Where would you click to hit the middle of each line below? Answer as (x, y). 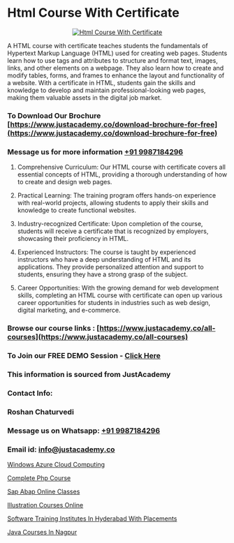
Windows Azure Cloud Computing (56, 464)
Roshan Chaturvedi (41, 412)
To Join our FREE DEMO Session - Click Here (84, 356)
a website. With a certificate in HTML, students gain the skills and (101, 82)
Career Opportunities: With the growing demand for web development (118, 288)
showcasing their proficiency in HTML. (73, 239)
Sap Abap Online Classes (44, 491)
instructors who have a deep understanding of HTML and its (104, 260)
